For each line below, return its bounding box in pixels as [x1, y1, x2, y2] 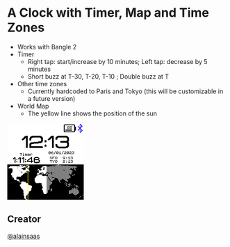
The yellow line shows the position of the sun [27, 109, 158, 118]
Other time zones [17, 79, 67, 88]
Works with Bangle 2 [17, 42, 77, 51]
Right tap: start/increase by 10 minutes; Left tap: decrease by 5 [27, 57, 208, 65]
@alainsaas [7, 232, 40, 240]
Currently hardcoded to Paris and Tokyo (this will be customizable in [27, 87, 224, 95]
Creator [7, 214, 42, 225]
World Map [17, 102, 49, 110]
